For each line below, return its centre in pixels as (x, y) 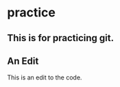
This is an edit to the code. (45, 77)
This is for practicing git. (61, 38)
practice (32, 13)
